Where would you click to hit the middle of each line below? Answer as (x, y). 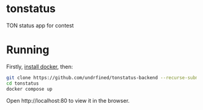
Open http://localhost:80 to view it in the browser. (68, 100)
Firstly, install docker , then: (40, 66)
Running (28, 50)
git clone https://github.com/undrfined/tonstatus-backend (82, 77)
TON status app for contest (40, 25)
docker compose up (29, 89)
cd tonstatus (23, 83)
